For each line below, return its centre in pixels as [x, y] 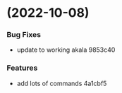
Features [22, 68]
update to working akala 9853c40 [66, 50]
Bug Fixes [24, 35]
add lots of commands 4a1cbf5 [62, 83]
